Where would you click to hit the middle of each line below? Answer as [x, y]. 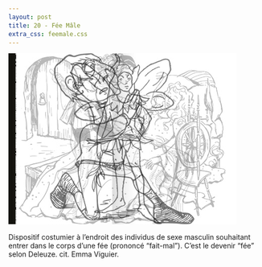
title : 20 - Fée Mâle [45, 25]
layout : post [30, 17]
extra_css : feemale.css [48, 34]
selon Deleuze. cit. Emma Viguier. [63, 254]
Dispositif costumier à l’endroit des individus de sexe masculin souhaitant [129, 237]
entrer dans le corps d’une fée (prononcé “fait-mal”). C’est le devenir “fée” [131, 246]
